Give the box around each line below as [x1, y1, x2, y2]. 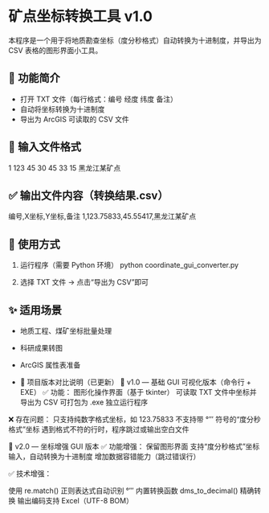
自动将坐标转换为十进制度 [19, 104, 105, 113]
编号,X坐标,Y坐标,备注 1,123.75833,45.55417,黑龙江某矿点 [8, 211, 197, 221]
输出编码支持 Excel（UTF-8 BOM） [17, 496, 134, 505]
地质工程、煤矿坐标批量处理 [19, 326, 112, 335]
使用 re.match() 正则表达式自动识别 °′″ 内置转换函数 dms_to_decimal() [8, 486, 238, 495]
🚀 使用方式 [8, 237, 60, 251]
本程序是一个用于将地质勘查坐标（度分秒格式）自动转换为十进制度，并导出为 [8, 35, 262, 45]
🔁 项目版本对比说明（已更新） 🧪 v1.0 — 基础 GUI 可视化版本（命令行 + [19, 377, 251, 387]
